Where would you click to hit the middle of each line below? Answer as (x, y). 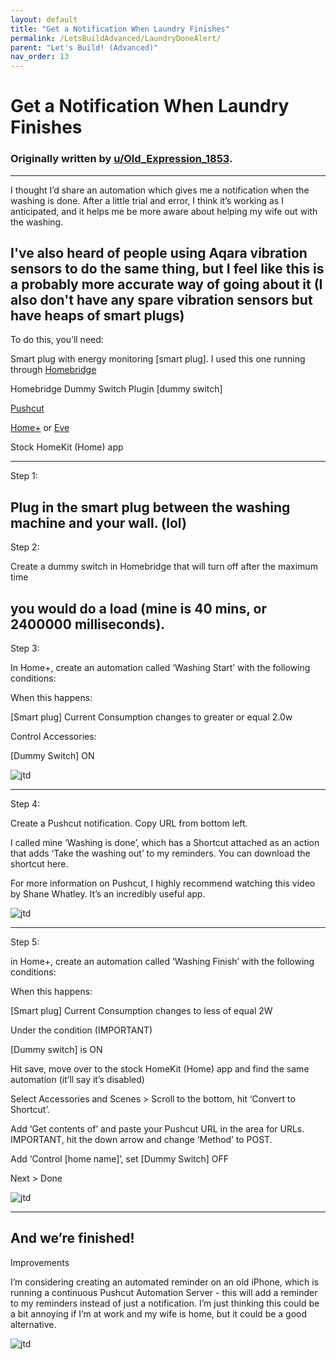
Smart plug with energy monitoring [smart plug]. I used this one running (158, 359)
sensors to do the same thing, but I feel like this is (167, 269)
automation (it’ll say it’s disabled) (77, 1080)
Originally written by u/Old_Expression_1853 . (121, 159)
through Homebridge (53, 370)
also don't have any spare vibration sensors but (161, 300)
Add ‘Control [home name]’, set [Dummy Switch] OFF (120, 1159)
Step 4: (25, 804)
